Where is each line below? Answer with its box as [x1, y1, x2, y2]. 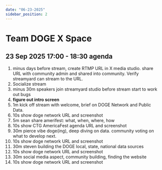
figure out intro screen [12, 97, 60, 102]
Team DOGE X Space [5, 33, 92, 44]
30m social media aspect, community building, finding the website [12, 154, 147, 160]
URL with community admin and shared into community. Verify [12, 71, 139, 76]
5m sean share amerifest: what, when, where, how [12, 117, 115, 123]
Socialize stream [12, 81, 46, 87]
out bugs [12, 91, 31, 97]
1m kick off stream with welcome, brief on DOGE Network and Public [12, 101, 151, 108]
